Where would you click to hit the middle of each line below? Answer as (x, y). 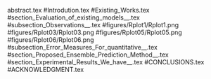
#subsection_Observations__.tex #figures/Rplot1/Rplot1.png (93, 25)
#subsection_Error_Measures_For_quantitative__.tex (83, 47)
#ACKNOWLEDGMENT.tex (46, 70)
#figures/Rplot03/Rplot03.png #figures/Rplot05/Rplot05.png (95, 32)
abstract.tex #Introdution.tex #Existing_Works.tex (78, 10)
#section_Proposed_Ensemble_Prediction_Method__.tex (88, 55)
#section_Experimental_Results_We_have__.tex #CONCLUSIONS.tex (106, 62)
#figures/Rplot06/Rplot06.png (51, 40)
